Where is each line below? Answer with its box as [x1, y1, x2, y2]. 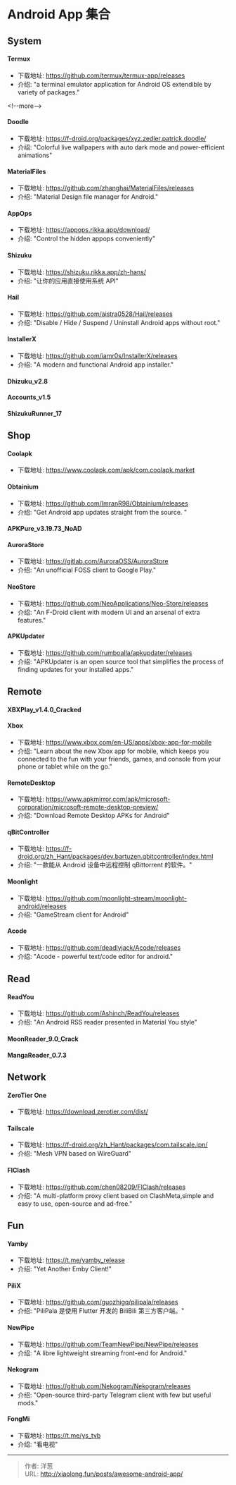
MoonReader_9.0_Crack [7, 1034, 79, 1043]
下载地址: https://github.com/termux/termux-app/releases [17, 71, 185, 80]
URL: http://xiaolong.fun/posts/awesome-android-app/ [24, 1469, 183, 1478]
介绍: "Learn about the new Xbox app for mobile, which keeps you [17, 747, 209, 755]
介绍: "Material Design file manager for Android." [17, 192, 159, 201]
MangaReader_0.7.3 [7, 1051, 67, 1059]
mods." [17, 1398, 39, 1407]
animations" [17, 151, 53, 159]
